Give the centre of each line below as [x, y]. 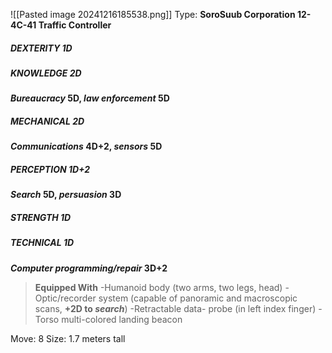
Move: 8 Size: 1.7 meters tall [68, 338]
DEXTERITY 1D [41, 48]
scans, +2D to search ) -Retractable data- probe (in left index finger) [175, 308]
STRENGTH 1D [41, 217]
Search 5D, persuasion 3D [66, 195]
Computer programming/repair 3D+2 [89, 268]
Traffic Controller [75, 25]
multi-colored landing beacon [122, 319]
